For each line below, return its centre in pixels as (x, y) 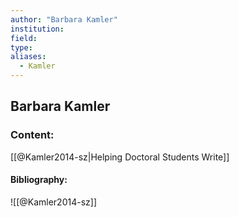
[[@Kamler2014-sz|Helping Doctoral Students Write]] (120, 157)
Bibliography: (39, 180)
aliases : (28, 57)
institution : (37, 29)
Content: (32, 135)
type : (21, 47)
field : (24, 38)
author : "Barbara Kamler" (64, 19)
